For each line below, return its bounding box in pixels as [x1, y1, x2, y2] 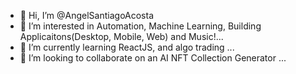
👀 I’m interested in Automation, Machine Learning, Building [19, 20, 262, 32]
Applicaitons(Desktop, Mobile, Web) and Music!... [19, 31, 224, 42]
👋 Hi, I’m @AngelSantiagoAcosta [19, 10, 155, 21]
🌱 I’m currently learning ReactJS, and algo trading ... [19, 41, 235, 53]
